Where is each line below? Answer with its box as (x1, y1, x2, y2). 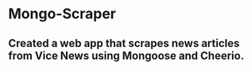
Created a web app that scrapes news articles (8, 37, 240, 50)
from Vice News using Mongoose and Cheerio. (8, 49, 245, 62)
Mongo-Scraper (8, 5, 117, 23)
